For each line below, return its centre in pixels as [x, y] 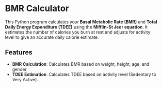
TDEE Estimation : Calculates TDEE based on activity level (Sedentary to [84, 74]
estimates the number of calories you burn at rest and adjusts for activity [78, 32]
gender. [20, 69]
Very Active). [25, 79]
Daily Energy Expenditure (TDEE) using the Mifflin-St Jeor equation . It [76, 27]
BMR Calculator [37, 8]
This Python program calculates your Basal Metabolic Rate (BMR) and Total [81, 22]
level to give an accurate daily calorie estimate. [52, 37]
